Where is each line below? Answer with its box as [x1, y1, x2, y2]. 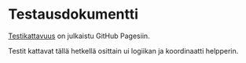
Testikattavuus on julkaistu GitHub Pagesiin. [8, 31, 151, 40]
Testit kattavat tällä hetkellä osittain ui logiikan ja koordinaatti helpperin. [8, 46, 239, 55]
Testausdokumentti [8, 5, 139, 23]
